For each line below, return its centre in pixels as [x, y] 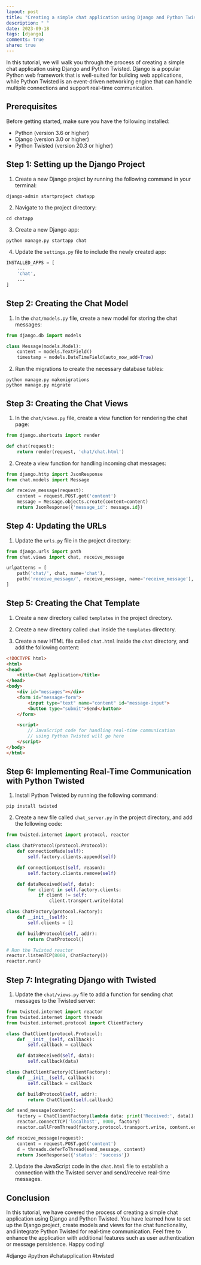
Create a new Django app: [47, 229]
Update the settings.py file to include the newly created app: [90, 251]
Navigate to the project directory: [56, 207]
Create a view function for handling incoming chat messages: [90, 463]
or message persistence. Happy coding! [55, 1244]
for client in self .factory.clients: [74, 890]
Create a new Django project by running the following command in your [103, 179]
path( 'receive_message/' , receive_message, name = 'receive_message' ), [106, 579]
